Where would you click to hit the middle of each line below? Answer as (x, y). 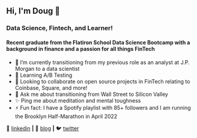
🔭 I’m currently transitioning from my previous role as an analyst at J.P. (102, 62)
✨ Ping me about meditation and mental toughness (78, 100)
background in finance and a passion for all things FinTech (80, 49)
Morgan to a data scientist (47, 68)
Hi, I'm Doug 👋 (33, 11)
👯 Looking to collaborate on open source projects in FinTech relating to (102, 81)
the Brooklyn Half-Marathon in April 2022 (66, 116)
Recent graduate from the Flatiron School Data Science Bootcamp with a (98, 42)
